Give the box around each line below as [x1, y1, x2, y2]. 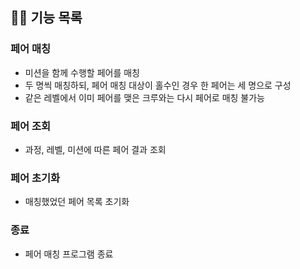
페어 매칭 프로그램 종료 [24, 248, 114, 260]
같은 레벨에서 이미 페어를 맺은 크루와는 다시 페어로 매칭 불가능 [24, 91, 265, 103]
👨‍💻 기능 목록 [10, 9, 83, 27]
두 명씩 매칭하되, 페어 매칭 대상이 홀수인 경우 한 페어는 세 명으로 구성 [24, 79, 292, 91]
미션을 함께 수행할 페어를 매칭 [24, 66, 140, 78]
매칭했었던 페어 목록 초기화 [24, 196, 130, 208]
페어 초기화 [10, 171, 61, 185]
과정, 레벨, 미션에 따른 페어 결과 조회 [24, 143, 167, 155]
